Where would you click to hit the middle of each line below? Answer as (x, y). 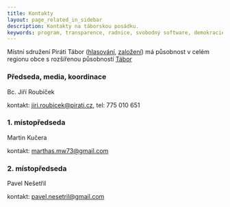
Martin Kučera (27, 137)
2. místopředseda (37, 168)
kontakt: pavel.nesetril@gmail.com (56, 197)
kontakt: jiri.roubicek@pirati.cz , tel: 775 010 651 (74, 105)
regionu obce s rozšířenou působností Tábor (69, 59)
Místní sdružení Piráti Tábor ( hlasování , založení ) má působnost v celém (108, 52)
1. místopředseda (36, 122)
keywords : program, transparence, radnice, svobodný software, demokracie (116, 32)
